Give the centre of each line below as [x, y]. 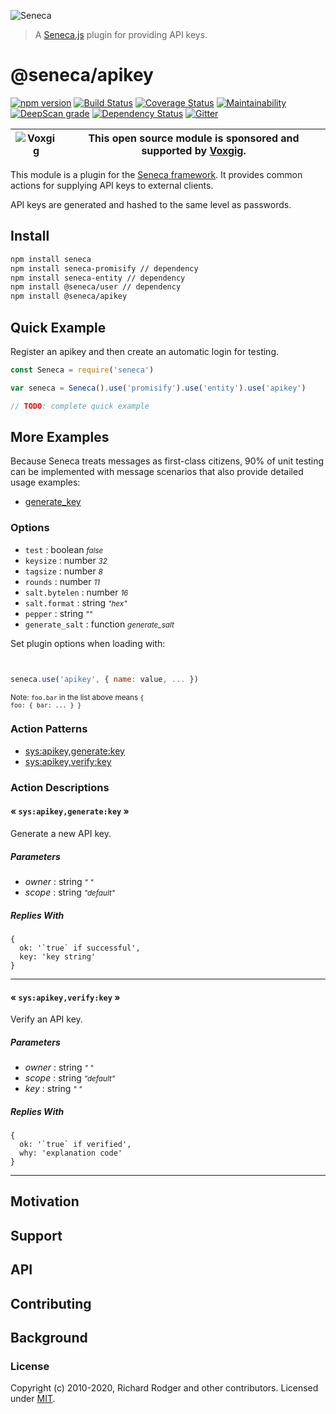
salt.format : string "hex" [76, 602]
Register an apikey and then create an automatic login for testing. [144, 351]
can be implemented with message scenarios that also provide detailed [157, 472]
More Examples [60, 436]
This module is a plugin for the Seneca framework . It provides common [156, 174]
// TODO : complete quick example [80, 406]
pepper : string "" [58, 613]
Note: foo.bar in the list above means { [77, 697]
